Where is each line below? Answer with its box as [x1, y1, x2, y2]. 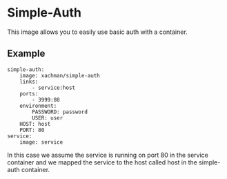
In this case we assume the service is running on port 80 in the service [7, 151, 208, 159]
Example [7, 48, 46, 59]
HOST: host [19, 120, 51, 127]
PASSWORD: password [32, 109, 88, 115]
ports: [19, 90, 39, 97]
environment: [19, 102, 57, 109]
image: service [19, 138, 63, 146]
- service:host [32, 84, 76, 91]
